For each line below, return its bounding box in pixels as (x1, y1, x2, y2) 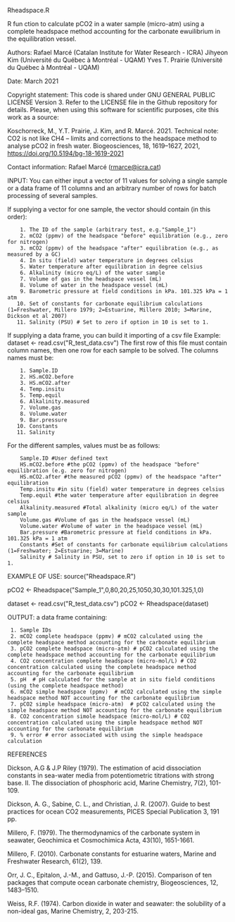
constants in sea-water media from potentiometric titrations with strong (7, 771, 215, 780)
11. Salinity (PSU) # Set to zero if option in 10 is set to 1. (16, 319, 210, 326)
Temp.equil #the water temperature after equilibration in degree (20, 492, 219, 499)
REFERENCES (7, 750, 47, 758)
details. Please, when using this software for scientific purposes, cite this (7, 106, 220, 113)
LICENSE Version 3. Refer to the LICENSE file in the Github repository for (7, 98, 217, 106)
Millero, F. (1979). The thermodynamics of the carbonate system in (7, 828, 201, 837)
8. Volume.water (20, 410, 68, 417)
